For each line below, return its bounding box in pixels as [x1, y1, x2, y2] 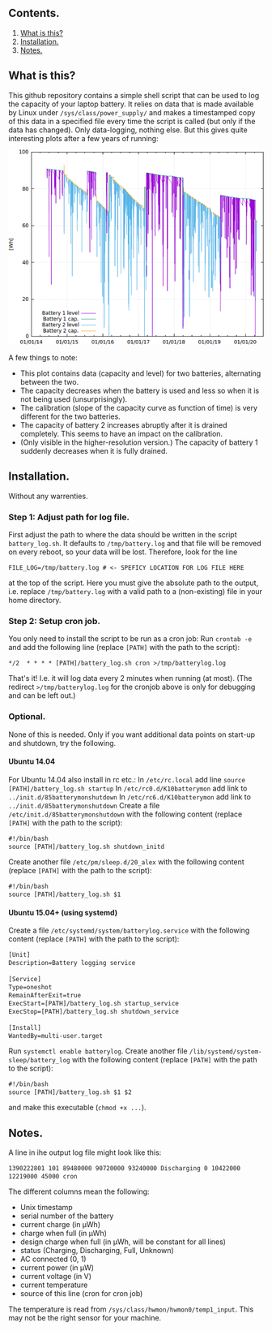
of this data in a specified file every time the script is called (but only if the [8, 116, 256, 126]
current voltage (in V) [19, 1271, 91, 1281]
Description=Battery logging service [8, 959, 136, 967]
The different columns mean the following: [8, 1187, 150, 1196]
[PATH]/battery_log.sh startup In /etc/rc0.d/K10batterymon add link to [8, 783, 248, 793]
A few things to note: [8, 353, 79, 363]
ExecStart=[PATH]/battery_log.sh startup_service [8, 1000, 180, 1008]
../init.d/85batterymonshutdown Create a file [8, 800, 160, 810]
